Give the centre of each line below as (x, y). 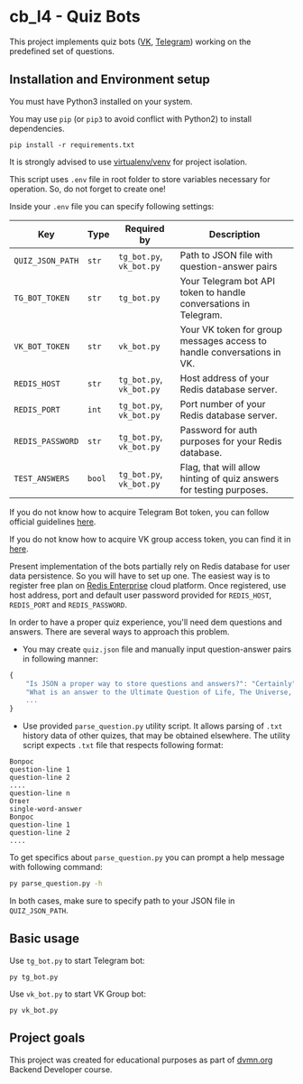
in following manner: (60, 658)
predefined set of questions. (62, 51)
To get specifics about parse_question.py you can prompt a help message (147, 857)
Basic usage (44, 939)
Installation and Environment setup (110, 80)
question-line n (40, 793)
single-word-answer (46, 810)
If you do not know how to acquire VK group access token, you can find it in (150, 539)
